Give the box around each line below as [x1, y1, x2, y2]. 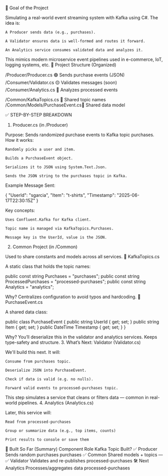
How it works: [5, 137, 34, 143]
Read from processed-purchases [5, 419, 71, 424]
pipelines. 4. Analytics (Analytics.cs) [18, 400, 94, 406]
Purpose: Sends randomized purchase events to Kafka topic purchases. [5, 132, 155, 138]
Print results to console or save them [5, 437, 89, 442]
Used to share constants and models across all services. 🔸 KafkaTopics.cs [5, 254, 160, 259]
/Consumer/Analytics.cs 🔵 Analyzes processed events [5, 87, 118, 93]
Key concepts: [5, 208, 35, 213]
